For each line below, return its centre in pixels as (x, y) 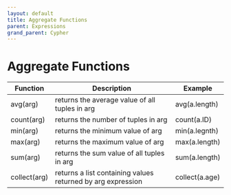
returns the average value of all (105, 100)
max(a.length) (198, 142)
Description (112, 89)
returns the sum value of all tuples (110, 153)
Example (198, 89)
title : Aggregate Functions (47, 20)
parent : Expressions (37, 26)
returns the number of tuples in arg (111, 119)
